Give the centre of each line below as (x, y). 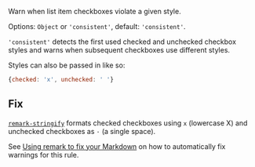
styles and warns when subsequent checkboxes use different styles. (119, 50)
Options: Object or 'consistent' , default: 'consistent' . (97, 26)
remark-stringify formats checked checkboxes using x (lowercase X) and (128, 123)
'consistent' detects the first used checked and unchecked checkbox (122, 42)
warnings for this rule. (44, 154)
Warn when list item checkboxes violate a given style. (95, 11)
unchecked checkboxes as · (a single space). (82, 131)
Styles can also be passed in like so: (67, 65)
